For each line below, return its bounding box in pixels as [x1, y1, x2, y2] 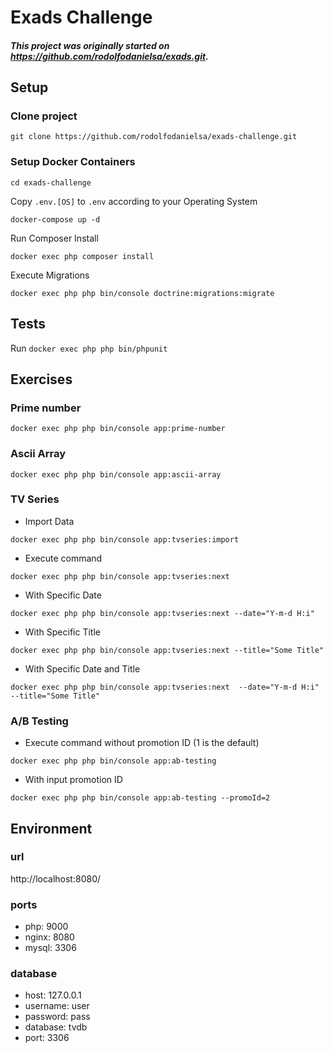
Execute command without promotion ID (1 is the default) [24, 737, 260, 749]
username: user [24, 1000, 90, 1012]
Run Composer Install [10, 232, 99, 244]
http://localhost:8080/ [10, 872, 102, 885]
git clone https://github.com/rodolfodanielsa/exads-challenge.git [10, 132, 298, 142]
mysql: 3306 [24, 942, 77, 954]
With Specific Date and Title [24, 662, 141, 675]
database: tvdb [24, 1021, 88, 1033]
